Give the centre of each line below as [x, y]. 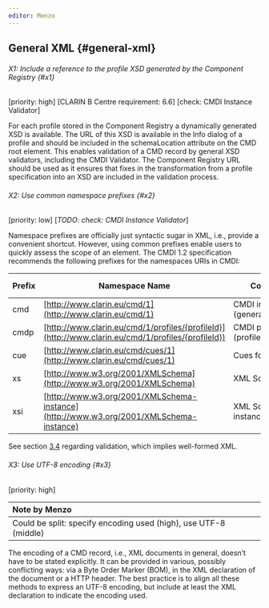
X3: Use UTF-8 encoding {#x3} [60, 465]
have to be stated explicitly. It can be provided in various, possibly [117, 561]
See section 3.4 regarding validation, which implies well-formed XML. [123, 446]
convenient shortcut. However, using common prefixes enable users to [125, 244]
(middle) [28, 533]
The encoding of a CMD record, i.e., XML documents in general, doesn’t [127, 553]
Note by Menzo [42, 509]
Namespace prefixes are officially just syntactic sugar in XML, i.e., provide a [134, 236]
